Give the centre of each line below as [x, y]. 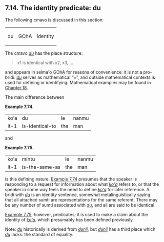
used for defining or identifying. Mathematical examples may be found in [78, 82]
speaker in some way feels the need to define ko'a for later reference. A [77, 189]
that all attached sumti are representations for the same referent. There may [81, 199]
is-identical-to [39, 126]
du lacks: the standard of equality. [39, 234]
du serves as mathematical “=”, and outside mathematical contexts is [86, 77]
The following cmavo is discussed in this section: [54, 20]
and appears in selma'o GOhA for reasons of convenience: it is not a [74, 72]
